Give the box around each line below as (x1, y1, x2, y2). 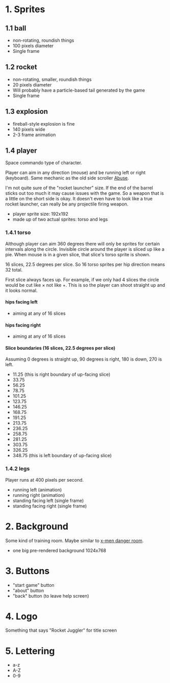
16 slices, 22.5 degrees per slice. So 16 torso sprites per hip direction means (5, 261, 165, 268)
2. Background (5, 520, 69, 532)
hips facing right (5, 322, 41, 328)
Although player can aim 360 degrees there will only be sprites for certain (5, 241, 160, 247)
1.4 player (5, 146, 37, 155)
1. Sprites (5, 4, 45, 15)
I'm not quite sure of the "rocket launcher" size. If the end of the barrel (5, 185, 153, 191)
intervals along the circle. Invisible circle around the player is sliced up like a (5, 246, 164, 252)
